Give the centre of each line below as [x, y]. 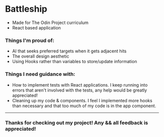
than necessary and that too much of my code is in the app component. [84, 106]
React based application [36, 27]
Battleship [26, 9]
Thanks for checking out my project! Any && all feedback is [77, 123]
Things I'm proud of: [30, 40]
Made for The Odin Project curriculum [50, 23]
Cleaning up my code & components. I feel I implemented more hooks [82, 100]
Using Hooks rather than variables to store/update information [75, 62]
